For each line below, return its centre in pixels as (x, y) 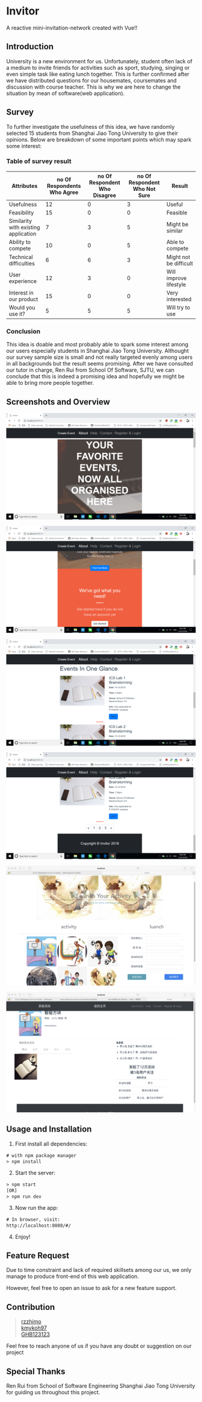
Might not (178, 257)
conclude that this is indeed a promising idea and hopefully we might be (95, 376)
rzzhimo (31, 1322)
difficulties (22, 263)
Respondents (64, 185)
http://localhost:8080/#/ (38, 1226)
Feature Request (38, 1256)
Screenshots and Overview (58, 402)
